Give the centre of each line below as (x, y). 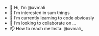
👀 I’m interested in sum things (40, 13)
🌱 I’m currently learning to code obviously (52, 18)
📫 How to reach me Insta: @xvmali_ (46, 28)
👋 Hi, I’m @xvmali (27, 8)
